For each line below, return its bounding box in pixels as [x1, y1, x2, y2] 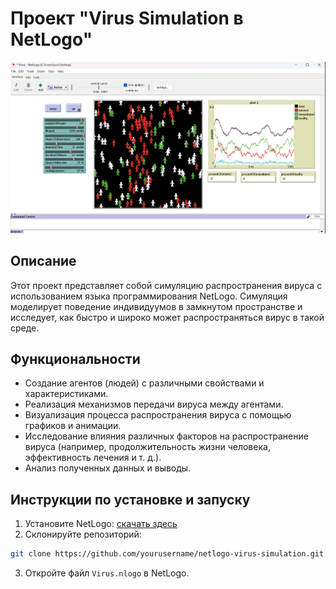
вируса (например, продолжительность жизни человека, [24, 441, 271, 453]
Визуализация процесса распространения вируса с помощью [24, 409, 292, 421]
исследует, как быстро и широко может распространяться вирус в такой [10, 311, 325, 323]
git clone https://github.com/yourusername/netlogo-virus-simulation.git [10, 549, 325, 559]
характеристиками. [24, 388, 109, 400]
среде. [10, 322, 40, 334]
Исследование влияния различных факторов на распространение [24, 430, 309, 442]
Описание [10, 253, 77, 270]
